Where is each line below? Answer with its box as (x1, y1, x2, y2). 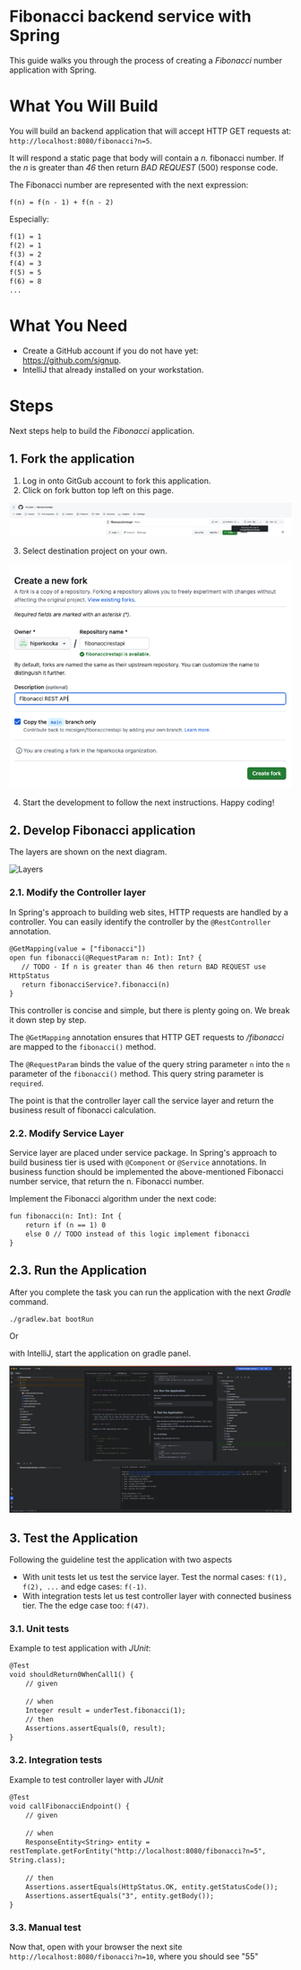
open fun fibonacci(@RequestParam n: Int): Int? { (9, 953, 202, 962)
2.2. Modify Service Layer (9, 1127, 125, 1140)
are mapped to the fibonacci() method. (9, 1041, 157, 1052)
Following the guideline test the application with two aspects (9, 1554, 233, 1566)
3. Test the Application (9, 1531, 139, 1546)
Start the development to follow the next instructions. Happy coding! (21, 796, 275, 808)
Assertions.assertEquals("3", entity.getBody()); (25, 1891, 215, 1900)
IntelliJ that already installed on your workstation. (21, 364, 204, 375)
